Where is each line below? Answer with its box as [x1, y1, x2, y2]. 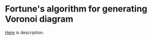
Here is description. [5, 29, 45, 35]
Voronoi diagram [5, 13, 74, 25]
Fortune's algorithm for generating [5, 3, 148, 14]
